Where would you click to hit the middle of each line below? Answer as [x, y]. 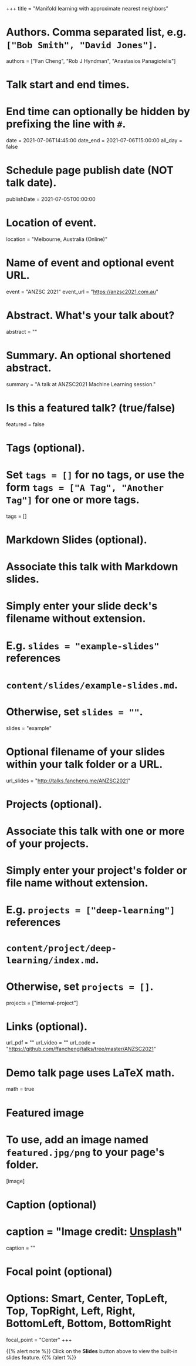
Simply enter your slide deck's [82, 606]
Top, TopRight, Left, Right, [71, 1311]
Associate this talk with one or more [95, 831]
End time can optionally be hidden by [98, 112]
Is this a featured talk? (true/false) [91, 408]
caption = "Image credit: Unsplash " [94, 1231]
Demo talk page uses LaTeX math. [90, 1073]
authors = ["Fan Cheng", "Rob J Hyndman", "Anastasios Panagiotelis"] [91, 61]
